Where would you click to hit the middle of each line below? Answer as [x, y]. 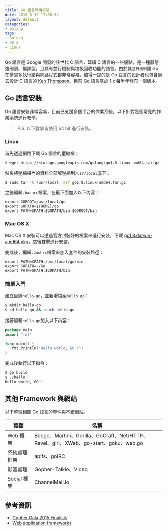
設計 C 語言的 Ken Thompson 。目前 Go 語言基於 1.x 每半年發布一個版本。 [85, 81]
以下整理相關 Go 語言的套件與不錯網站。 [47, 412]
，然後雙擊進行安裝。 [50, 241]
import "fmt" [19, 335]
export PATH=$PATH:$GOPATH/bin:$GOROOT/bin [51, 211]
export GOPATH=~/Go [25, 266]
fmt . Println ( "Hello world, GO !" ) [48, 348]
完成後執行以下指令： [27, 363]
